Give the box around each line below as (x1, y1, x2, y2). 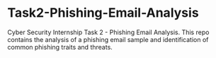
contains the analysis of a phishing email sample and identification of (7, 35, 209, 43)
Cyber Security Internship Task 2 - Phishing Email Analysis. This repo (7, 28, 210, 36)
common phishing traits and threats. (7, 43, 113, 51)
